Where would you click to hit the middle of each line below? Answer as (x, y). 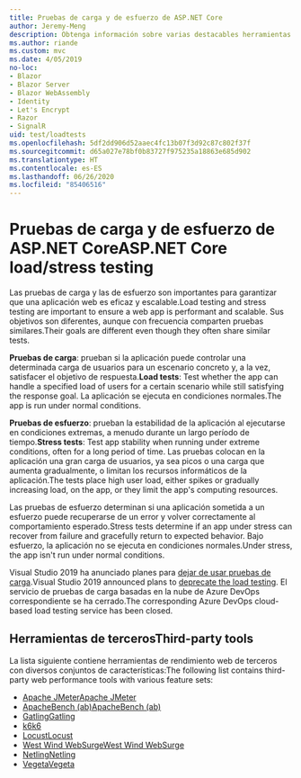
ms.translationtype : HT (54, 160)
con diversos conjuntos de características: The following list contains (136, 670)
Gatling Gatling (49, 716)
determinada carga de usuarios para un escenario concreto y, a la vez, (140, 367)
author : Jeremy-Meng (48, 26)
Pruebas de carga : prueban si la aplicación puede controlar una (128, 358)
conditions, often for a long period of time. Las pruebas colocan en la (137, 452)
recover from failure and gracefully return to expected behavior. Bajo (137, 536)
